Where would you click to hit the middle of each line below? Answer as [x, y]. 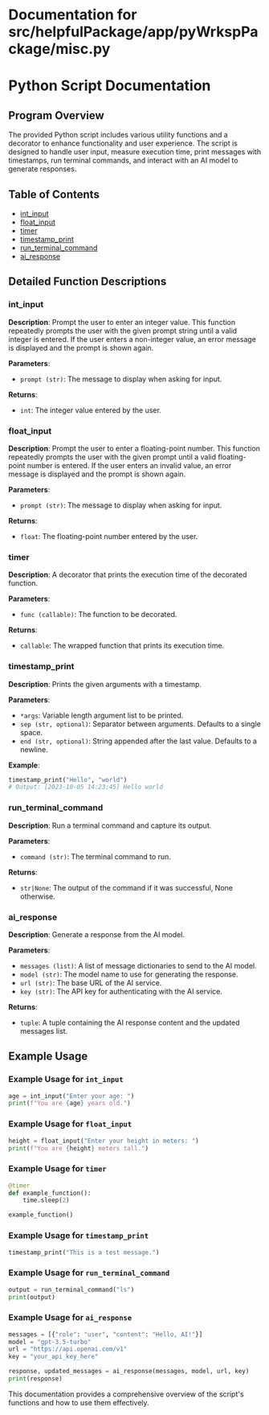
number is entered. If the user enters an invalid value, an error [129, 465]
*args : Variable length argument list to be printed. [102, 715]
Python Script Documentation [110, 86]
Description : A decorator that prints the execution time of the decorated [128, 575]
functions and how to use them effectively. [79, 1402]
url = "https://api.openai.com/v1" [68, 1349]
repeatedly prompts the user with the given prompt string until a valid [123, 331]
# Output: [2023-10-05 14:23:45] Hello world [86, 787]
